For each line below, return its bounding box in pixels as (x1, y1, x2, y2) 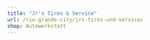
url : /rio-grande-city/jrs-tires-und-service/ (7, 16, 144, 23)
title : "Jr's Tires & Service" (7, 9, 97, 17)
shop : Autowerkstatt (7, 22, 67, 29)
